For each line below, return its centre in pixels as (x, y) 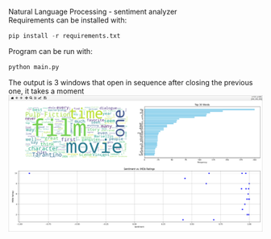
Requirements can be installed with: (68, 20)
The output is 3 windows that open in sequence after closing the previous (131, 82)
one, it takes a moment (46, 91)
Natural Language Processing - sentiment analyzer (93, 12)
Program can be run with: (50, 51)
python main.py (34, 67)
